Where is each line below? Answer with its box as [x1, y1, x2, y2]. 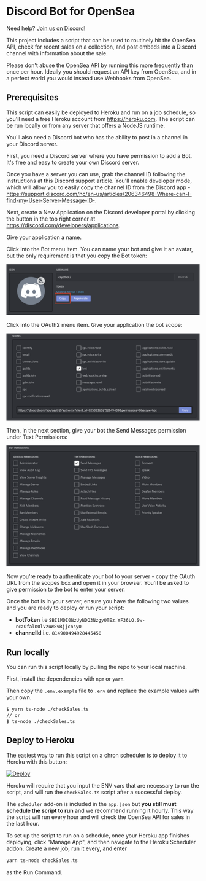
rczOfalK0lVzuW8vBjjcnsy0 [15, 624, 82, 630]
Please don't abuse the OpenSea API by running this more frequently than [6, 61, 193, 69]
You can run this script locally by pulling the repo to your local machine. [6, 664, 187, 671]
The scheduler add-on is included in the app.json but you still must [6, 800, 177, 807]
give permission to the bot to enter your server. [6, 585, 126, 593]
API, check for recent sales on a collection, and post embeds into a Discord [6, 43, 197, 50]
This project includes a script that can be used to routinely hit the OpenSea [6, 36, 196, 44]
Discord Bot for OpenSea [6, 4, 135, 18]
